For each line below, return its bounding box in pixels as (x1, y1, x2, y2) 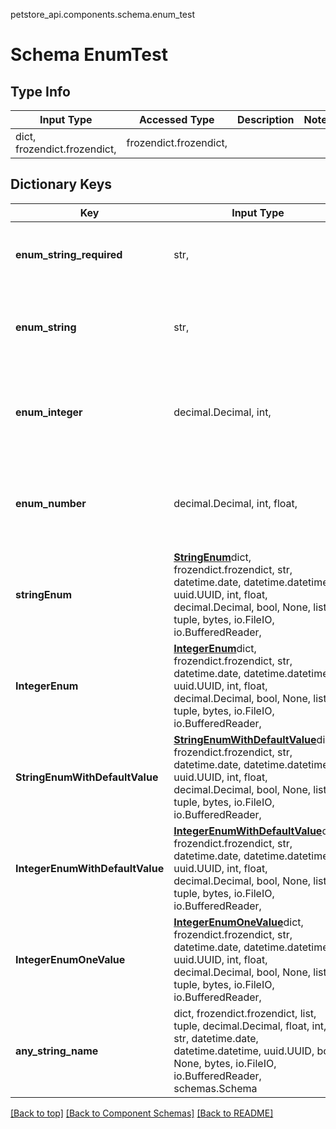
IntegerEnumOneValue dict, (173, 915, 304, 929)
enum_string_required (15, 247, 123, 261)
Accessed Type (138, 113, 215, 126)
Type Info (10, 83, 71, 100)
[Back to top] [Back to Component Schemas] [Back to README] (10, 1107, 274, 1119)
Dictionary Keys (10, 176, 113, 193)
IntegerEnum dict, (173, 641, 257, 655)
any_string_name (15, 1044, 99, 1058)
